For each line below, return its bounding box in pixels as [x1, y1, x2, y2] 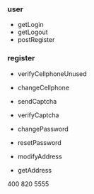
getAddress [17, 166, 52, 174]
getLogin [17, 21, 44, 29]
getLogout [17, 28, 48, 36]
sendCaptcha [17, 97, 57, 105]
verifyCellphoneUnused [17, 69, 87, 78]
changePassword [17, 124, 69, 133]
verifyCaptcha [17, 111, 59, 119]
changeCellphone [17, 83, 69, 92]
